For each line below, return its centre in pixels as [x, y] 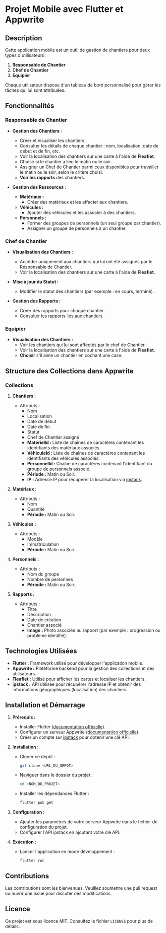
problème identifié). [47, 635]
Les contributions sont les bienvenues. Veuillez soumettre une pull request [81, 888]
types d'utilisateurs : [26, 55]
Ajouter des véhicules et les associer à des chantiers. [82, 213]
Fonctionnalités [30, 106]
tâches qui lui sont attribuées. [35, 90]
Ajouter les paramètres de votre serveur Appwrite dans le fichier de [88, 822]
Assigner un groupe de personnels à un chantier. [77, 228]
